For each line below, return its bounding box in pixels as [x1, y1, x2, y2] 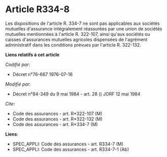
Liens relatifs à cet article [5, 52, 60, 58]
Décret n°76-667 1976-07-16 [12, 71, 73, 77]
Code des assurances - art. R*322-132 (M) [12, 115, 103, 122]
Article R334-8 [5, 4, 70, 15]
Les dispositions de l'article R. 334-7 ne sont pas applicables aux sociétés [5, 20, 160, 26]
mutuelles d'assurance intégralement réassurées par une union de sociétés [5, 25, 162, 31]
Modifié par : [5, 81, 31, 87]
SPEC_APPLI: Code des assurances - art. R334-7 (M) [12, 141, 124, 147]
